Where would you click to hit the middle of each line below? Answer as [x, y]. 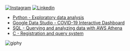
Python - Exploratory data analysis [48, 17]
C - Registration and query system [48, 33]
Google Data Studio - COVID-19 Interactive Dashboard [69, 23]
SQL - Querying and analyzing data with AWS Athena [67, 28]
